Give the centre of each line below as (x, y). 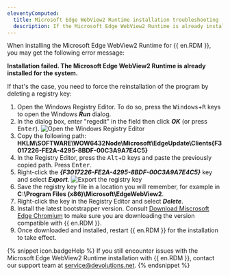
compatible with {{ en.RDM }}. (59, 223)
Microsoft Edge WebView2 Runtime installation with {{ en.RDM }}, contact (111, 258)
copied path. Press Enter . (54, 165)
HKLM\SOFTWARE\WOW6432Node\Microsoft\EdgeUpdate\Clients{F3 (119, 143)
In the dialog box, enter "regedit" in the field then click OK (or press (112, 122)
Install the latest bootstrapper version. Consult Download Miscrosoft (113, 208)
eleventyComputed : (33, 13)
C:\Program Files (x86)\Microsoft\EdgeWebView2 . (90, 194)
